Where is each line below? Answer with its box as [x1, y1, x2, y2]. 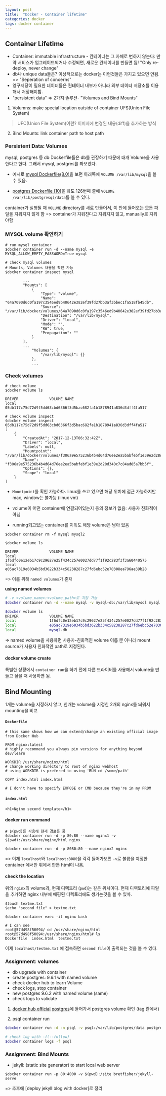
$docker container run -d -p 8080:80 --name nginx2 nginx [5, 846, 127, 851]
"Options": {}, [23, 466, 54, 471]
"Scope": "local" [23, 470, 58, 475]
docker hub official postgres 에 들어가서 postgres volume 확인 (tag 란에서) [12, 1006, 160, 1012]
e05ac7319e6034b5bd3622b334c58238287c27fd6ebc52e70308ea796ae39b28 [5, 567, 147, 572]
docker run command [5, 817, 50, 823]
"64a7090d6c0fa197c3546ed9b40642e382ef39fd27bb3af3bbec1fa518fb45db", [5, 300, 154, 305]
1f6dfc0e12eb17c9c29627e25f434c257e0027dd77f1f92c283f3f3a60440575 [5, 558, 147, 563]
